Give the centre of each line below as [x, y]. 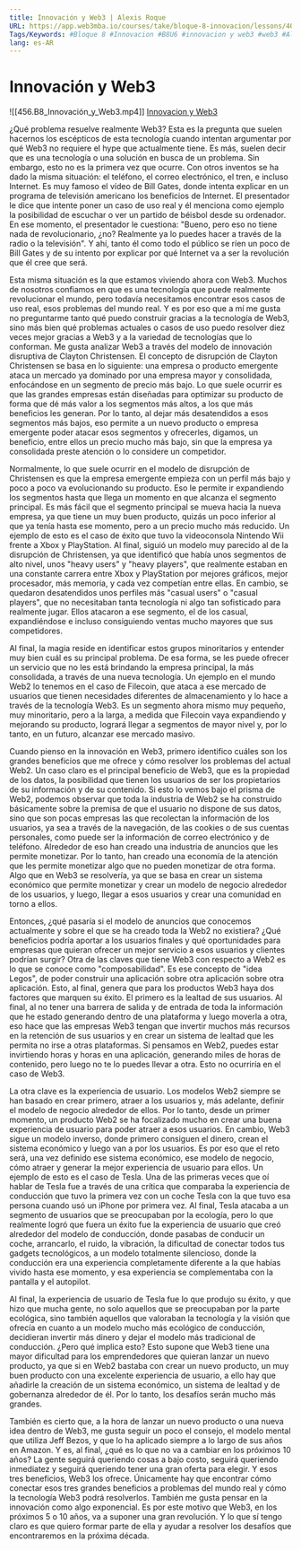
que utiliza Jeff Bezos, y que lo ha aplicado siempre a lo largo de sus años [146, 1441]
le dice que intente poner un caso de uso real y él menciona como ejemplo [147, 205]
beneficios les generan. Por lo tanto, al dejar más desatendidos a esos [139, 414]
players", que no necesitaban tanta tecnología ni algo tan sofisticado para [145, 603]
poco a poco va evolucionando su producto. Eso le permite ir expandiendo [147, 488]
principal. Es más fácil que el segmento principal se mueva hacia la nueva [145, 507]
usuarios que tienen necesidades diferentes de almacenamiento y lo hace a [149, 696]
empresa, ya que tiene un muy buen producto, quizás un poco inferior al [142, 517]
